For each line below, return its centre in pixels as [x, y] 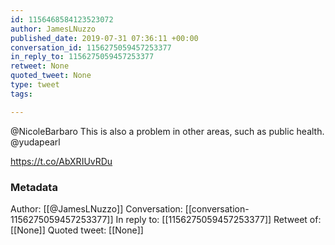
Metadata [34, 187]
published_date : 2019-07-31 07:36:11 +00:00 [104, 38]
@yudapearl [35, 142]
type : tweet [35, 85]
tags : [21, 94]
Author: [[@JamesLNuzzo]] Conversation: [96, 208]
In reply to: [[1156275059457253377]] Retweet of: [218, 219]
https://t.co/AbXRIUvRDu [61, 161]
